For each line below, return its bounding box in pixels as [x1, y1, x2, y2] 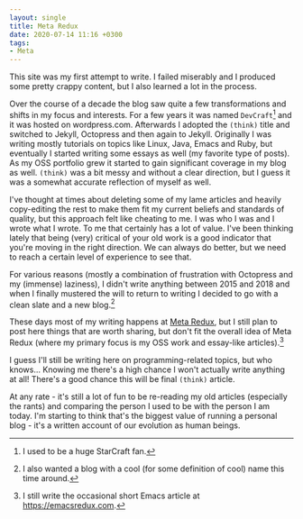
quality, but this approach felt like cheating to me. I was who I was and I [9, 213, 275, 223]
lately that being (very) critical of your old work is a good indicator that [9, 232, 271, 243]
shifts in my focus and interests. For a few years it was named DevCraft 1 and [9, 108, 292, 120]
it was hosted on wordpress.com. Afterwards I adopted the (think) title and [9, 119, 290, 130]
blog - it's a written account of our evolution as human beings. [9, 420, 241, 431]
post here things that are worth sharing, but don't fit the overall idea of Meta [9, 326, 292, 337]
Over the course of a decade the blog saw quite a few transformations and [9, 98, 287, 109]
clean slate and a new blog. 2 [9, 297, 115, 310]
